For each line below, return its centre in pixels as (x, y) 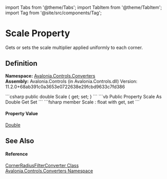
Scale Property (38, 33)
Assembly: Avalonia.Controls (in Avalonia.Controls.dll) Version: (71, 81)
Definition (21, 63)
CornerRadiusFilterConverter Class (42, 165)
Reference (17, 154)
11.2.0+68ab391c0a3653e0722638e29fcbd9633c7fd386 (65, 87)
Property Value (22, 114)
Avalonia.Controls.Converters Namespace (49, 171)
